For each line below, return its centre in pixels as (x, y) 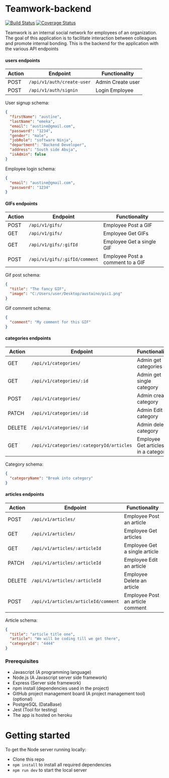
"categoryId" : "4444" (32, 644)
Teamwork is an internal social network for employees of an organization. (81, 32)
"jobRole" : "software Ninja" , (41, 140)
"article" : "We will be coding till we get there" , (65, 639)
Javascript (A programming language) (52, 672)
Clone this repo (28, 759)
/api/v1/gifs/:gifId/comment (63, 259)
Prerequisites (22, 661)
